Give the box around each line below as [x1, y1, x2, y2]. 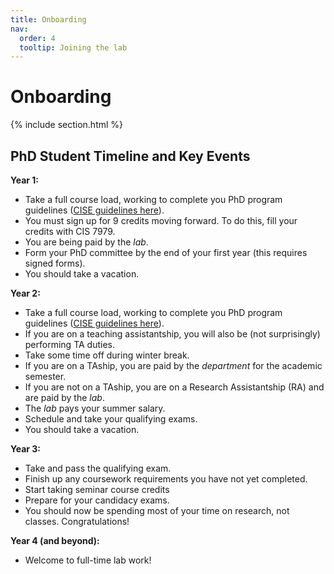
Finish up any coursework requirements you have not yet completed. [24, 473, 308, 485]
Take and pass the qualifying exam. [24, 462, 172, 474]
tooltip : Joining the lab [19, 42, 128, 53]
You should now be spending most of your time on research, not [24, 505, 290, 516]
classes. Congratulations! [24, 516, 130, 527]
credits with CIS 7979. [24, 226, 116, 237]
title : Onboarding [10, 14, 87, 25]
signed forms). [24, 257, 86, 269]
